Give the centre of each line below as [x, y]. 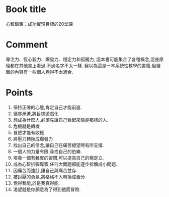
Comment [27, 45]
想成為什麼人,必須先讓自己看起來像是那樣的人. [61, 120]
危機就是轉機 [26, 126]
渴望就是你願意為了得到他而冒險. [47, 189]
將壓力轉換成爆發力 [33, 139]
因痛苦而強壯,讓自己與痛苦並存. [45, 170]
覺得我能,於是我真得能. [36, 183]
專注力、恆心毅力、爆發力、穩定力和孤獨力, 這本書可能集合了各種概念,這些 [83, 59]
